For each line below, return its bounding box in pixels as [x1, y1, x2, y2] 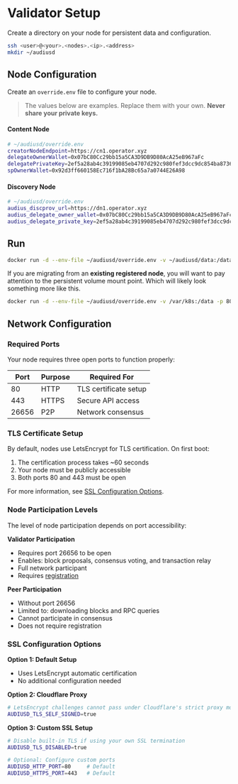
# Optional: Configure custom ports [7, 756, 115, 764]
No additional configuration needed [17, 676, 122, 685]
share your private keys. [24, 109, 98, 117]
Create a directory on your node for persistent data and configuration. [7, 28, 211, 37]
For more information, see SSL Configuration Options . [7, 487, 164, 496]
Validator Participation [7, 535, 76, 543]
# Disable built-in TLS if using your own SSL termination [7, 737, 186, 744]
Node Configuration [7, 69, 97, 81]
